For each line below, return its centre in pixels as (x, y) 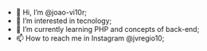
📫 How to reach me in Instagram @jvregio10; (90, 38)
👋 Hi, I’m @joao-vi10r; (51, 12)
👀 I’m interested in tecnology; (64, 21)
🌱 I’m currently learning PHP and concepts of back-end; (107, 29)
